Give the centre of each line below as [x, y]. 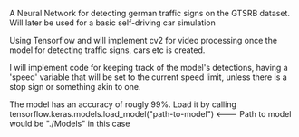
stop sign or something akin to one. [75, 87]
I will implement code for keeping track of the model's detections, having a [149, 68]
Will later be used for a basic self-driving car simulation [112, 23]
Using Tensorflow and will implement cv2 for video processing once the [144, 40]
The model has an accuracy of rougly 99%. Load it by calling [123, 104]
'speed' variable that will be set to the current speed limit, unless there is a [148, 77]
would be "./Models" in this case [70, 123]
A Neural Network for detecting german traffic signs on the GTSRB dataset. [149, 13]
